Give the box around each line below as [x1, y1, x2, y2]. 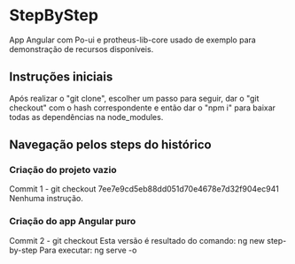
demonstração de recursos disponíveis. [9, 43, 154, 54]
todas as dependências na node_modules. [9, 111, 164, 122]
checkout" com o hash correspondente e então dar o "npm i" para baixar [9, 102, 276, 113]
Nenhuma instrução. [9, 193, 84, 204]
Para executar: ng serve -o [39, 245, 137, 255]
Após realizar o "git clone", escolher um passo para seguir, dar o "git [9, 93, 260, 103]
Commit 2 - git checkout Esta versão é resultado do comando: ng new [9, 235, 266, 245]
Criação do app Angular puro [9, 215, 136, 228]
